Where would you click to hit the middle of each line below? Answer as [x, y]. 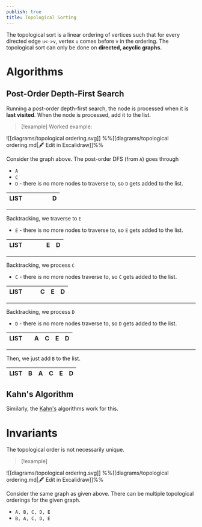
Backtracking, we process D [41, 311]
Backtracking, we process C [41, 265]
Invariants [32, 433]
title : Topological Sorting [41, 17]
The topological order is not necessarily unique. [65, 450]
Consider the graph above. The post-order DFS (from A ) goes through [93, 159]
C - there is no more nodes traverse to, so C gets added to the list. [96, 276]
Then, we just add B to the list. [44, 358]
